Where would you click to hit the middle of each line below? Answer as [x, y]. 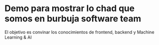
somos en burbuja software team [73, 19]
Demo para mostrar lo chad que [70, 8]
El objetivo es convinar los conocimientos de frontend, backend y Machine [79, 32]
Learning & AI [18, 37]
